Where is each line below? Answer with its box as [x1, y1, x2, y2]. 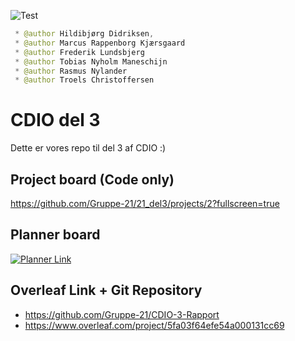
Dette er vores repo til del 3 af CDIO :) [10, 142, 167, 154]
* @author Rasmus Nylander [14, 66, 128, 76]
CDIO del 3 [10, 109, 101, 132]
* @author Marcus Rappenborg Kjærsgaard [14, 38, 186, 48]
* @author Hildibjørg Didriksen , [14, 29, 155, 39]
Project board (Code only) [10, 171, 175, 188]
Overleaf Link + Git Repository [10, 282, 203, 299]
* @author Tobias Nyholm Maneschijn [14, 56, 168, 67]
